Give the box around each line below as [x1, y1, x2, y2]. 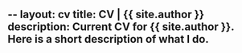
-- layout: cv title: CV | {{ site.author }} [7, 8, 205, 21]
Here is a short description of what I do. [7, 32, 210, 46]
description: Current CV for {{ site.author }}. [7, 21, 235, 34]
